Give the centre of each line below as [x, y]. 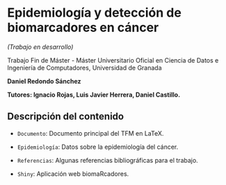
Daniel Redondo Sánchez [44, 81]
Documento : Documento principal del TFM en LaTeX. [90, 133]
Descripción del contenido [65, 116]
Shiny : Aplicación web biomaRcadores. [73, 174]
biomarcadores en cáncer [83, 27]
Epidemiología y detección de [95, 13]
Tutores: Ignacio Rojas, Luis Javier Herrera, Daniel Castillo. [94, 95]
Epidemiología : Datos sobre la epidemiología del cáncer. [98, 147]
